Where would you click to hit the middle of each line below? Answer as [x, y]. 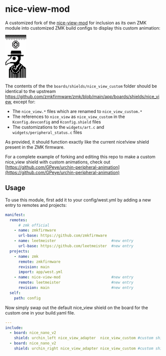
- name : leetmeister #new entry [74, 241]
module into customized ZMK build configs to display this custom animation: [83, 28]
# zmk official [34, 225]
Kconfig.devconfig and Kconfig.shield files [57, 121]
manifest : [15, 215]
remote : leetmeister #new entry [76, 282]
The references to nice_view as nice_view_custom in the [68, 117]
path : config [27, 298]
